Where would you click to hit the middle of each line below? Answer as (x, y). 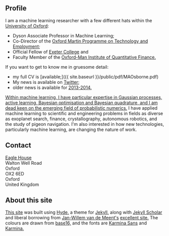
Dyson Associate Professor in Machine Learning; (64, 35)
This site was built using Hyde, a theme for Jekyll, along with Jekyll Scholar (84, 212)
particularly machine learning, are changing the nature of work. (71, 129)
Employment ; (26, 46)
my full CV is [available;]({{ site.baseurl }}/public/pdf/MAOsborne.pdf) (85, 77)
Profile (16, 8)
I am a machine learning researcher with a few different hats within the (79, 20)
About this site (29, 200)
